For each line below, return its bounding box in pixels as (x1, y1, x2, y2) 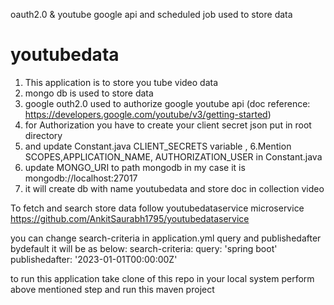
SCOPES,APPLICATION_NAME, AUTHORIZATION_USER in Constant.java (24, 150, 323, 163)
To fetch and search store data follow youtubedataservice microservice (10, 202, 305, 214)
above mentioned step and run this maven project (10, 283, 215, 295)
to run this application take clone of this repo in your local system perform (10, 272, 315, 284)
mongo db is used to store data (24, 87, 154, 99)
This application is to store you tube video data (24, 76, 219, 88)
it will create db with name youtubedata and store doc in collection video (24, 182, 325, 194)
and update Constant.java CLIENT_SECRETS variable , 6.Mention (24, 140, 292, 152)
